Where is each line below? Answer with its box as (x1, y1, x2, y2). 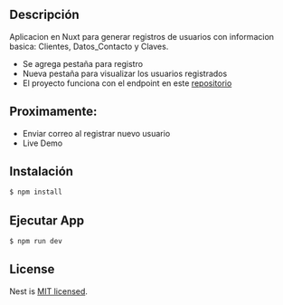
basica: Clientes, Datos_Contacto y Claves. (9, 41, 169, 52)
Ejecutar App (9, 213, 85, 228)
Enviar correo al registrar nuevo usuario (22, 128, 171, 138)
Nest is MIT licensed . (9, 285, 89, 297)
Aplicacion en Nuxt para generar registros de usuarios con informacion (9, 31, 274, 42)
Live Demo (22, 138, 63, 148)
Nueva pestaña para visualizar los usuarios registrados (22, 68, 228, 79)
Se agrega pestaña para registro (22, 58, 143, 69)
